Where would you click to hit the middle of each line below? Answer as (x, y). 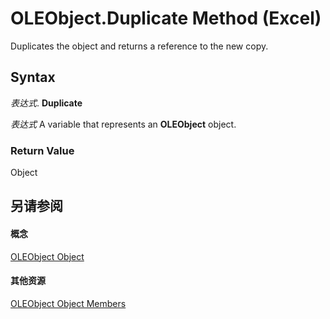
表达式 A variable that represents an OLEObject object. (123, 124)
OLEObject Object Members (68, 303)
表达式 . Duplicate (46, 103)
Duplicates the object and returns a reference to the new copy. (139, 46)
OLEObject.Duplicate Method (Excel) (166, 18)
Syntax (33, 77)
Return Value (42, 150)
